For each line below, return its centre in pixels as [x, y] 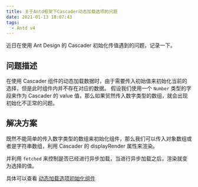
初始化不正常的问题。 [32, 103]
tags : [13, 22]
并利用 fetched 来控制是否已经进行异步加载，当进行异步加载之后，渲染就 [94, 158]
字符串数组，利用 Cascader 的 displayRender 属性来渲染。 [87, 146]
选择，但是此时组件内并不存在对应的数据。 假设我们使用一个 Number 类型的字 [99, 88]
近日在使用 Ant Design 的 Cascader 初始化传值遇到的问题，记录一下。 [91, 45]
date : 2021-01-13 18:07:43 [39, 17]
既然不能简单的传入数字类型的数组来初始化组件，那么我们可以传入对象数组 [96, 138]
